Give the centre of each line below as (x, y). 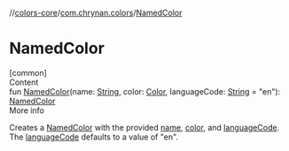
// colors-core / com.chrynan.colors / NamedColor (96, 13)
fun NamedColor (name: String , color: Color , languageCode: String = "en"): (145, 91)
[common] (28, 72)
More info (27, 110)
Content (24, 82)
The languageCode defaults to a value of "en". (94, 137)
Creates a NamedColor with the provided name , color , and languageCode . (144, 127)
